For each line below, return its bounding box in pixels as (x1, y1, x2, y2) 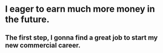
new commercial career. (5, 41, 81, 50)
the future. (5, 14, 50, 25)
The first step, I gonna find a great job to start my (5, 33, 158, 42)
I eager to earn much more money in (5, 3, 155, 15)
